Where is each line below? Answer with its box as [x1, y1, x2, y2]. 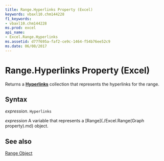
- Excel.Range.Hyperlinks [5, 35, 58, 40]
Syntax [5, 95, 27, 104]
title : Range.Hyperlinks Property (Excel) [5, 7, 93, 12]
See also [5, 137, 32, 145]
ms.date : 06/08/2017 [5, 44, 47, 49]
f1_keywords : [5, 16, 32, 21]
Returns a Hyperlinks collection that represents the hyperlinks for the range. [5, 81, 160, 87]
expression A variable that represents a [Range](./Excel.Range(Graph [5, 118, 144, 124]
